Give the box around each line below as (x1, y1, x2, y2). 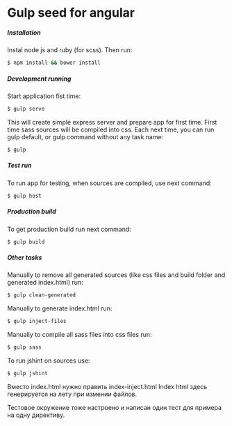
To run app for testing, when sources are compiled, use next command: (7, 179, 212, 187)
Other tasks (7, 253, 42, 262)
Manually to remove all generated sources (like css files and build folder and (7, 271, 226, 279)
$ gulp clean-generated (7, 292, 76, 299)
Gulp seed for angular (7, 5, 135, 21)
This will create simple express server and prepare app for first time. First (7, 118, 217, 126)
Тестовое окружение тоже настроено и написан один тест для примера (7, 403, 222, 411)
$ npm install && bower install (7, 59, 101, 67)
